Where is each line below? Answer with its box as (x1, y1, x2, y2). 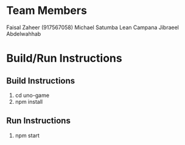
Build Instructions (6, 75, 75, 86)
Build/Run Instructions (6, 52, 123, 66)
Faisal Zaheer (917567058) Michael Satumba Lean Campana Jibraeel (6, 24, 180, 31)
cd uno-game (15, 92, 50, 99)
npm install (15, 98, 43, 105)
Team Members (6, 4, 87, 18)
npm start (15, 132, 40, 139)
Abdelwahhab (6, 30, 41, 37)
